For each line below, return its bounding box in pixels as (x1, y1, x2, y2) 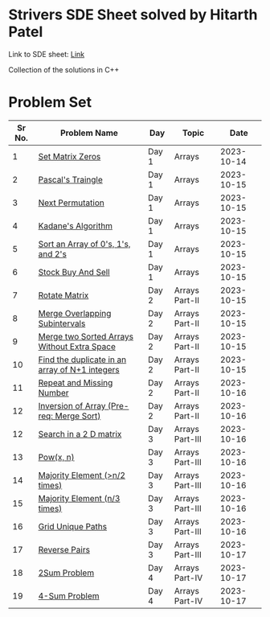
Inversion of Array (38, 400, 106, 411)
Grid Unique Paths (38, 520, 107, 532)
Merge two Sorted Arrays (38, 331, 134, 342)
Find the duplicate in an (38, 354, 127, 365)
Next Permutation (38, 197, 104, 208)
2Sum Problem (38, 567, 95, 578)
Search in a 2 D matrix (38, 428, 122, 439)
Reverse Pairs (38, 544, 91, 555)
